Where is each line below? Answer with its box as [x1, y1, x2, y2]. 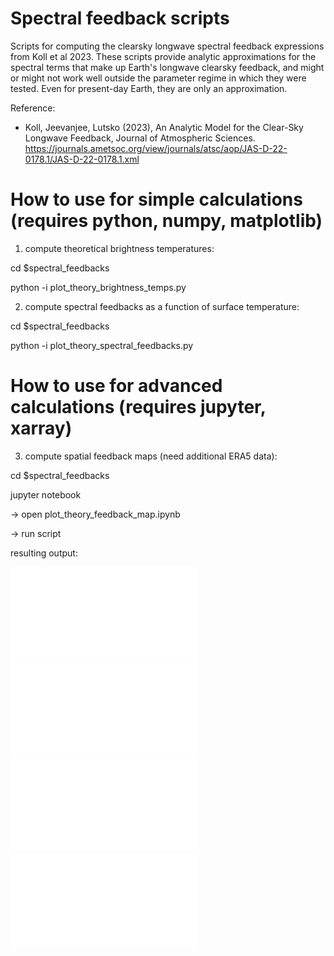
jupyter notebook [10, 488, 82, 501]
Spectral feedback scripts [10, 7, 230, 30]
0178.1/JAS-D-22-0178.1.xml [24, 153, 140, 165]
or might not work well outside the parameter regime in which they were [10, 72, 307, 84]
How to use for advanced [10, 375, 223, 397]
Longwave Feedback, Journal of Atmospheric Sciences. [24, 132, 256, 144]
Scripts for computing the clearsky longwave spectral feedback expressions [10, 40, 325, 52]
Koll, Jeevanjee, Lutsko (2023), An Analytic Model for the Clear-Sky [24, 121, 304, 133]
